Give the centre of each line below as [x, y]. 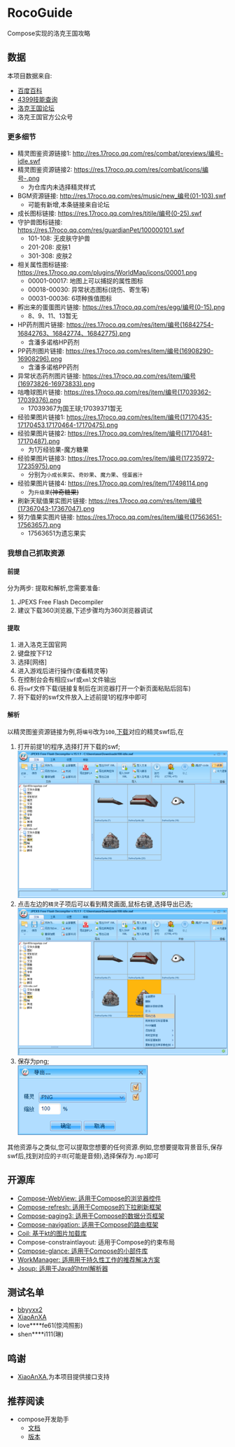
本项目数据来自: [30, 76]
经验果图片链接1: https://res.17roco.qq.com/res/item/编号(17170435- [115, 417]
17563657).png [39, 525]
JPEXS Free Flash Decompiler [60, 602]
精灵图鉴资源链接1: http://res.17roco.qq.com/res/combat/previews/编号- [120, 154]
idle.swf [29, 161]
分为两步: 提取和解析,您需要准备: [54, 588]
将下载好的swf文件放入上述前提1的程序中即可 [82, 697]
